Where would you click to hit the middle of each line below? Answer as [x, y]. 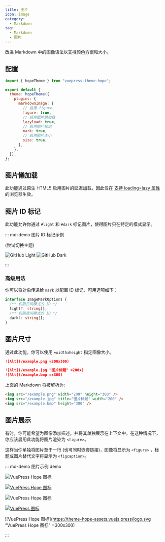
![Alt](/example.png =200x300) [37, 361]
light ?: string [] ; [29, 309]
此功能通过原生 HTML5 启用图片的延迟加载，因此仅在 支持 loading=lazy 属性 [82, 188]
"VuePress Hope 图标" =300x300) [40, 525]
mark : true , [35, 131]
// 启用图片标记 [37, 127]
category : [15, 19]
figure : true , [37, 113]
